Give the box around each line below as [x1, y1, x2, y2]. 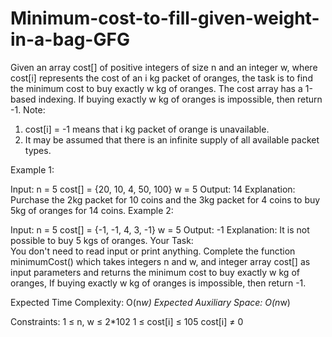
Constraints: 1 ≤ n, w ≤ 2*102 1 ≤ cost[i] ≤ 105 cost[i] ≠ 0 [10, 315, 244, 327]
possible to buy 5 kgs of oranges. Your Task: [10, 234, 194, 246]
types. [24, 144, 52, 156]
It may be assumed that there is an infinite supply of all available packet [24, 133, 320, 146]
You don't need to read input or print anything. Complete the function [10, 245, 296, 257]
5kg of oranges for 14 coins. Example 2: [10, 204, 174, 216]
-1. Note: [10, 103, 46, 116]
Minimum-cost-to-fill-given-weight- [10, 7, 320, 30]
